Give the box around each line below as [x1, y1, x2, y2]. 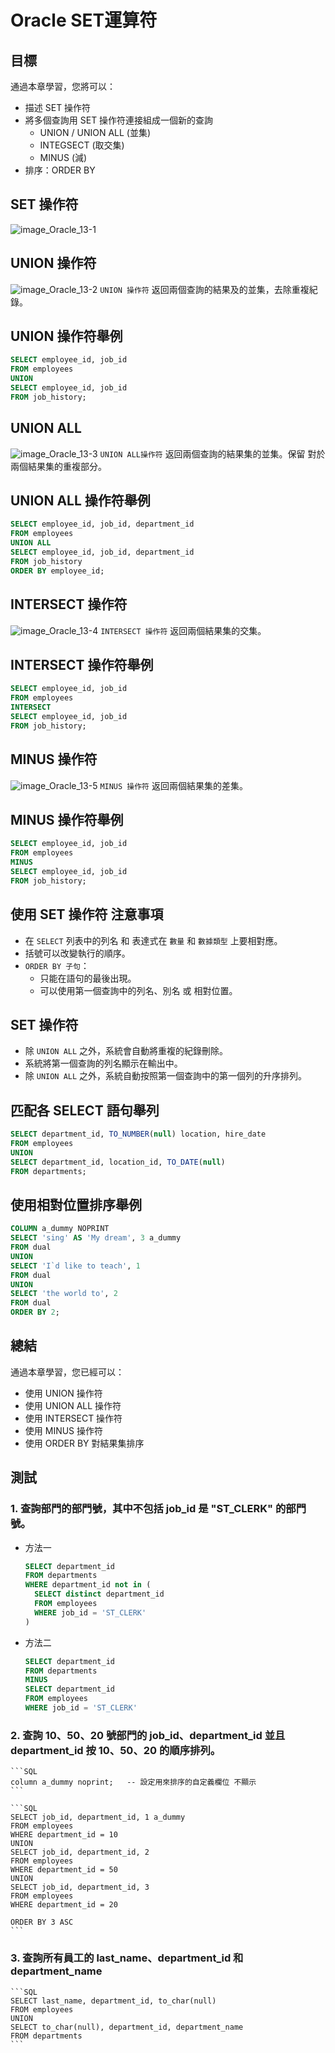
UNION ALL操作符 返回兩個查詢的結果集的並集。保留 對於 [99, 447, 326, 460]
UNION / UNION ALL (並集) [39, 127, 152, 138]
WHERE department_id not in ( [24, 1580, 152, 1590]
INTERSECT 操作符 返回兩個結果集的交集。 [100, 624, 267, 636]
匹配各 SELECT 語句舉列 [10, 1102, 160, 1119]
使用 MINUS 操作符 [24, 1424, 104, 1436]
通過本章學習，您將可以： [10, 81, 116, 92]
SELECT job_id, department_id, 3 [10, 1882, 150, 1893]
